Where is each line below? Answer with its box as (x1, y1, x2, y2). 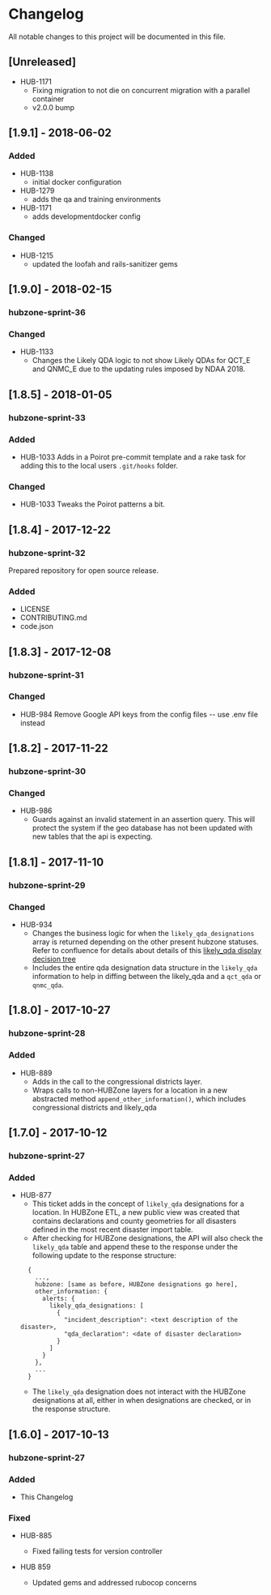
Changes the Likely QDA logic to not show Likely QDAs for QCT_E (32, 356, 251, 366)
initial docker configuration (32, 177, 122, 187)
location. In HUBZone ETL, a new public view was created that (32, 1208, 240, 1217)
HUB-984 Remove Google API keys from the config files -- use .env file (19, 709, 259, 719)
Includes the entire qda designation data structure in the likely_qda (32, 963, 258, 973)
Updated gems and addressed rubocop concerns (32, 1578, 197, 1588)
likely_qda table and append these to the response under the (32, 1242, 239, 1252)
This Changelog (19, 1492, 74, 1502)
